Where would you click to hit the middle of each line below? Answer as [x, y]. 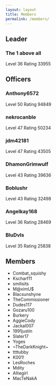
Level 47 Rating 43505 [28, 151]
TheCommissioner [31, 299]
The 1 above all [23, 53]
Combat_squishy [29, 273]
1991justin [22, 331]
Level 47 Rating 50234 [28, 128]
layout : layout [21, 10]
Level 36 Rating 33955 [28, 64]
